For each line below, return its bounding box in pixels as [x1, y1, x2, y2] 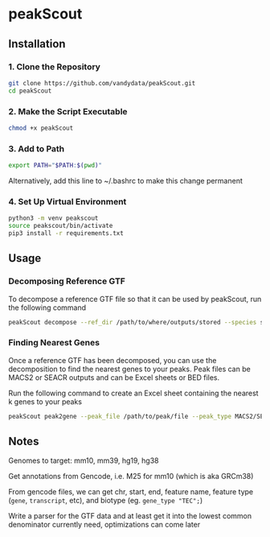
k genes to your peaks [8, 396, 83, 407]
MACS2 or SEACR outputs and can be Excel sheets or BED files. [8, 372, 220, 382]
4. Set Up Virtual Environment [8, 196, 127, 207]
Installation [8, 37, 66, 51]
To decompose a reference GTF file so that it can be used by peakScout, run [8, 294, 262, 304]
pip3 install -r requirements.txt [8, 229, 125, 238]
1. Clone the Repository [8, 61, 100, 72]
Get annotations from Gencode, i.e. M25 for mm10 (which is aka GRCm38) [8, 472, 254, 481]
